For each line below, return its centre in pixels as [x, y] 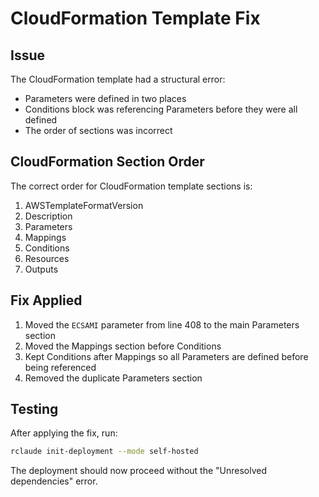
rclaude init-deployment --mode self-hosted [104, 452]
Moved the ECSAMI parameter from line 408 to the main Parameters [162, 324]
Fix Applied [46, 300]
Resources [47, 258]
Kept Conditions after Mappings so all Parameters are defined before [166, 356]
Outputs [41, 269]
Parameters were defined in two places [105, 98]
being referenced [60, 367]
